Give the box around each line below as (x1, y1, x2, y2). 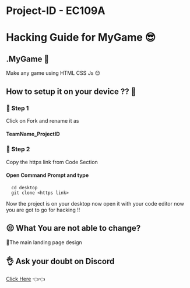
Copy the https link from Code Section (6, 158, 98, 165)
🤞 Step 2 (6, 145, 30, 153)
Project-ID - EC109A (6, 4, 105, 18)
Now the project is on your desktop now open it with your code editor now (6, 200, 185, 207)
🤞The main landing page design (6, 238, 83, 246)
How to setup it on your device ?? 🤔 (6, 86, 136, 96)
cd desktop (11, 185, 38, 190)
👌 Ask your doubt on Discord (6, 256, 115, 266)
